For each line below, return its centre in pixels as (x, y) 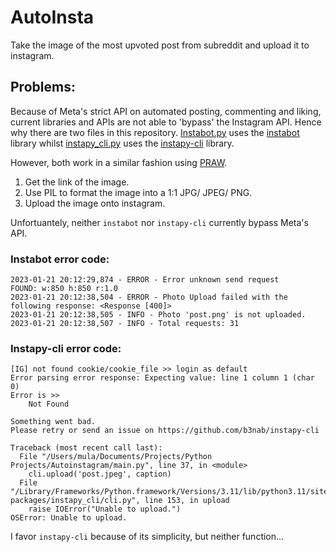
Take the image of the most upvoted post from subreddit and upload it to (160, 45)
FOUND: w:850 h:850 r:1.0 (64, 289)
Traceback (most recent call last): (86, 448)
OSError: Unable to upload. (69, 518)
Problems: (43, 87)
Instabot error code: (60, 259)
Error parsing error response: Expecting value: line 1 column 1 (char (162, 378)
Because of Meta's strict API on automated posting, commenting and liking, (166, 111)
